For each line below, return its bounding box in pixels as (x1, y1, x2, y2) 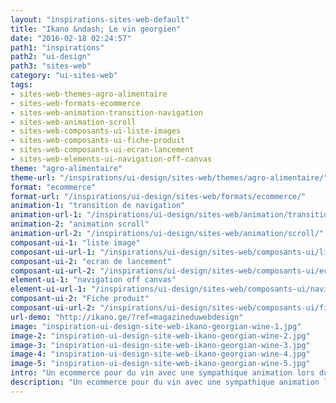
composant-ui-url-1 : (10, 247, 97, 257)
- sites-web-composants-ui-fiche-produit (10, 136, 186, 146)
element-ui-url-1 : (10, 284, 87, 295)
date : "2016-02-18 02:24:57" (10, 33, 132, 43)
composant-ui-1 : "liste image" (10, 237, 141, 248)
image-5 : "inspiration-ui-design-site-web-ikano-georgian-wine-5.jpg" (10, 359, 311, 369)
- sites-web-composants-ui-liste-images (10, 126, 182, 136)
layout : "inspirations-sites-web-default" (10, 14, 190, 25)
